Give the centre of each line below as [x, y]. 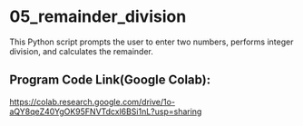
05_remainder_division [98, 17]
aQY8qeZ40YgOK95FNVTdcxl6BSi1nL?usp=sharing [106, 111]
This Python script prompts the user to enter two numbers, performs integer [151, 42]
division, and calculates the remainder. [82, 51]
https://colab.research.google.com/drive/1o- [92, 102]
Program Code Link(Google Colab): [110, 80]
